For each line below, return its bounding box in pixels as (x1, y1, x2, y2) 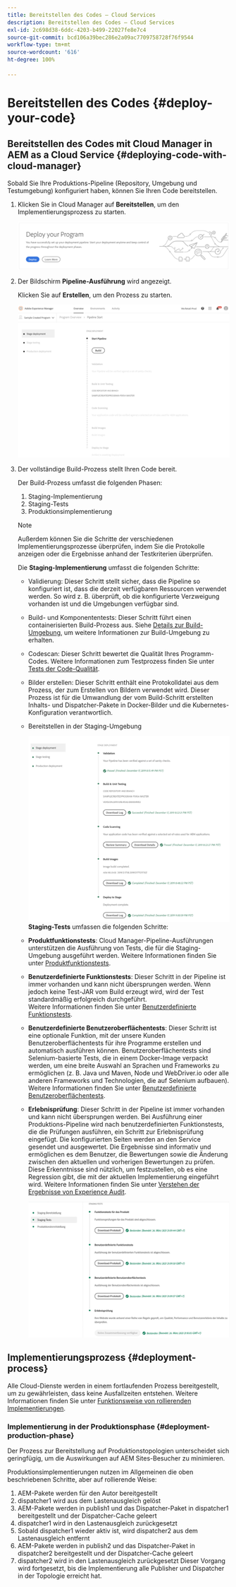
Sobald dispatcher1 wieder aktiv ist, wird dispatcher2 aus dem (17, 1527, 199, 1535)
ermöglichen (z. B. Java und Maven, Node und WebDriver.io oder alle (27, 1069, 229, 1077)
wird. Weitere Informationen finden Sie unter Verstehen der (27, 1181, 199, 1189)
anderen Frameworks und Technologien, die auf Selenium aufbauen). (27, 1077, 230, 1085)
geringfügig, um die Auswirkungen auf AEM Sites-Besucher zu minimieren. (7, 1454, 225, 1463)
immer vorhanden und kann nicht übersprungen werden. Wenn (27, 980, 211, 989)
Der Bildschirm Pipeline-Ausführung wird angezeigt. (17, 277, 172, 286)
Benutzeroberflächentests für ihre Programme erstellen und (27, 1039, 202, 1048)
